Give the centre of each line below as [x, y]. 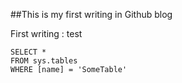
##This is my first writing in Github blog [91, 14]
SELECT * [28, 52]
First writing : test [46, 33]
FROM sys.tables [44, 61]
